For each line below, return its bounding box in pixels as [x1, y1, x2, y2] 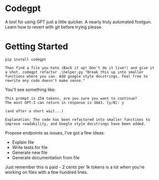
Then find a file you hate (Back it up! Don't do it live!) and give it [5, 65, 155, 70]
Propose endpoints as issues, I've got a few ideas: [5, 130, 105, 135]
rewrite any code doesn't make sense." [5, 78, 86, 83]
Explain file [12, 139, 34, 145]
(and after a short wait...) [5, 108, 64, 114]
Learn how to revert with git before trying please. [5, 24, 103, 30]
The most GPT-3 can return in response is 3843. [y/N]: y [5, 100, 124, 105]
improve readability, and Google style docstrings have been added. [5, 121, 146, 126]
